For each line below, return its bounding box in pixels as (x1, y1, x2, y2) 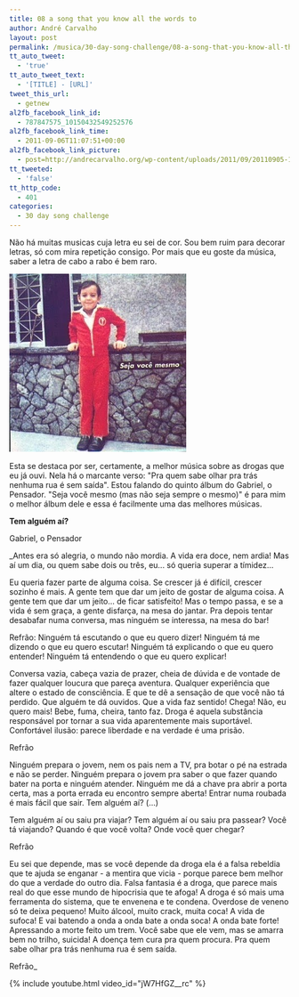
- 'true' (17, 61, 50, 70)
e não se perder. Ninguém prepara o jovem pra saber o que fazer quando (9, 769, 278, 779)
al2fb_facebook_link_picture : (9, 146, 122, 155)
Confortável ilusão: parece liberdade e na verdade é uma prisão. (9, 725, 245, 735)
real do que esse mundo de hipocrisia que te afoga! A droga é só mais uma (9, 887, 285, 897)
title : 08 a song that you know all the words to (9, 14, 198, 23)
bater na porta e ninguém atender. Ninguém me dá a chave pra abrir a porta (9, 779, 287, 789)
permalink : (9, 43, 50, 52)
